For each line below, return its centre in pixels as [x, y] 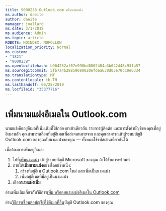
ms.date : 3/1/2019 [24, 29]
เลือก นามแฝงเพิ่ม [26, 182]
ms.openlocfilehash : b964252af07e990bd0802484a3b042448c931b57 [73, 66]
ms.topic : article [24, 38]
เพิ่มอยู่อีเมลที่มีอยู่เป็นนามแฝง [44, 177]
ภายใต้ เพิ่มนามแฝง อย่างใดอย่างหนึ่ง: [42, 165]
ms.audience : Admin [26, 33]
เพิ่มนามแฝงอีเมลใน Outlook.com [66, 114]
